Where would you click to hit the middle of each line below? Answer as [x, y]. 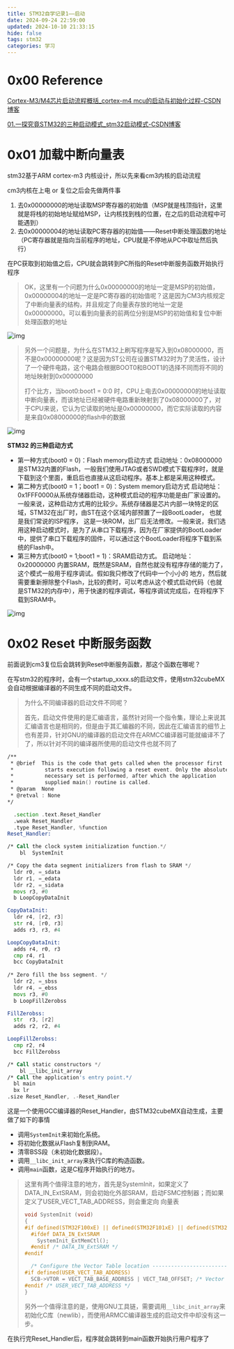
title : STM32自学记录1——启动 [46, 14]
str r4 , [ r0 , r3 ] [39, 923]
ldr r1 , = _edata [37, 878]
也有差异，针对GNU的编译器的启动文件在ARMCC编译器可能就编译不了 [125, 735]
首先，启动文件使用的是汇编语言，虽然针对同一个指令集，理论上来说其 [125, 717]
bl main [25, 1084]
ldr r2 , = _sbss [36, 982]
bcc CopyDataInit [39, 962]
